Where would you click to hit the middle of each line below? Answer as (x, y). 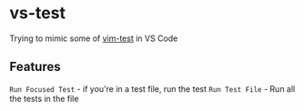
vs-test (38, 13)
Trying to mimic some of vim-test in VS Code (94, 38)
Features (35, 67)
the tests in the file (44, 98)
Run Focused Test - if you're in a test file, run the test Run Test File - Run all (152, 88)
